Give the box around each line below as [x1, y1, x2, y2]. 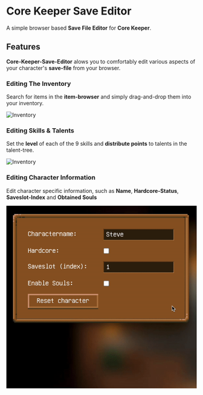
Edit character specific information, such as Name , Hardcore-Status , [6, 187, 179, 194]
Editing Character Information [6, 174, 95, 182]
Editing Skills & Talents [6, 126, 74, 134]
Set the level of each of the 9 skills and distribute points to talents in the [6, 140, 187, 148]
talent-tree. [6, 146, 34, 154]
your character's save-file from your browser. [6, 64, 121, 71]
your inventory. [6, 100, 44, 107]
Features [6, 42, 40, 52]
